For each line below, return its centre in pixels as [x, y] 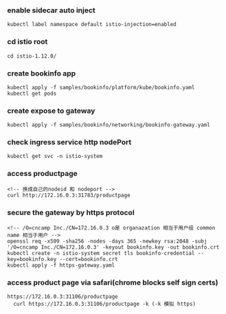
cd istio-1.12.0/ [32, 56]
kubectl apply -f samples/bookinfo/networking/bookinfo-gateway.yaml [109, 125]
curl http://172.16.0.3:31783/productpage [69, 195]
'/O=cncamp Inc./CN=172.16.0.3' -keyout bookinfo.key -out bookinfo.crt [113, 247]
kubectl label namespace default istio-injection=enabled [92, 25]
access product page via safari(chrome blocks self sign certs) [113, 282]
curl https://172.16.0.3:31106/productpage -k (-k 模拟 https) [105, 304]
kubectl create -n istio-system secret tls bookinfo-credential [101, 254]
